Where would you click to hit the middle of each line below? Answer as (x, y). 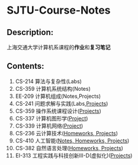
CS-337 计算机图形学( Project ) (52, 118)
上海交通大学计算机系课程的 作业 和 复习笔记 (59, 47)
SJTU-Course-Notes (59, 10)
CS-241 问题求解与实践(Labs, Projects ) (62, 103)
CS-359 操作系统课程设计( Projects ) (58, 111)
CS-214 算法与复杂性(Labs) (49, 81)
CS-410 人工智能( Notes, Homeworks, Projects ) (72, 141)
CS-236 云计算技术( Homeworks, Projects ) (66, 133)
